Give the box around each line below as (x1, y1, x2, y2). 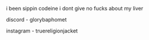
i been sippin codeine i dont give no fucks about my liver (6, 5, 143, 12)
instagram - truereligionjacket (6, 27, 78, 34)
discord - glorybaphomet (6, 16, 67, 23)
